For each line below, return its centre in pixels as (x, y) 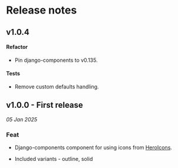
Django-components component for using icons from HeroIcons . (93, 147)
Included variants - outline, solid (54, 159)
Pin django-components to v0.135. (56, 60)
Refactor (17, 47)
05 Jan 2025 (22, 119)
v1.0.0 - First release (45, 105)
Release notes (42, 10)
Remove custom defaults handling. (57, 87)
